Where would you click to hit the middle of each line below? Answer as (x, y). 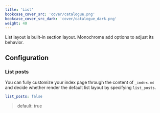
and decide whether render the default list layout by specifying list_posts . (80, 87)
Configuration (27, 57)
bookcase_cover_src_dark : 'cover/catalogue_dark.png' (61, 19)
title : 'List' (20, 10)
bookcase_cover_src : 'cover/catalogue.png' (50, 14)
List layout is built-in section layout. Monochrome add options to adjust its (80, 37)
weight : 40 (16, 23)
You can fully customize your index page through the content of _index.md (80, 82)
